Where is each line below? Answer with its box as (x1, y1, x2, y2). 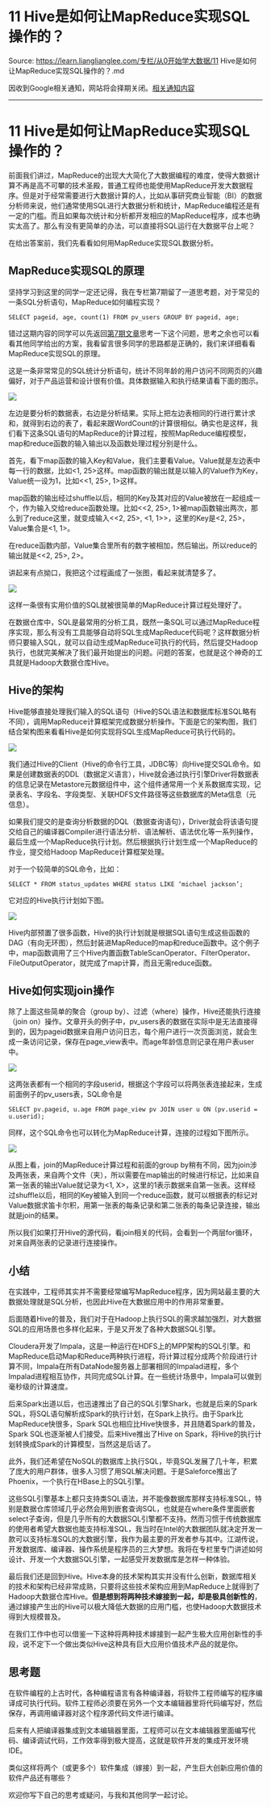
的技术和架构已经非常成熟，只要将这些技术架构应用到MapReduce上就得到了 (8, 1582, 261, 1591)
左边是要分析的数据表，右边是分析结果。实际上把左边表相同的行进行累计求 (8, 408, 256, 418)
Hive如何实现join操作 (8, 983, 115, 998)
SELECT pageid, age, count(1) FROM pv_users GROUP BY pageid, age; (8, 313, 240, 321)
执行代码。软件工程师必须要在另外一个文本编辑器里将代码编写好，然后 (29, 1698, 263, 1708)
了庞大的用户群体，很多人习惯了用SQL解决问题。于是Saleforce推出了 (8, 1467, 238, 1477)
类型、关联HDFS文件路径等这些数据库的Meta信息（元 (78, 789, 256, 799)
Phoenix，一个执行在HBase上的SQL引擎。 (8, 1477, 149, 1486)
